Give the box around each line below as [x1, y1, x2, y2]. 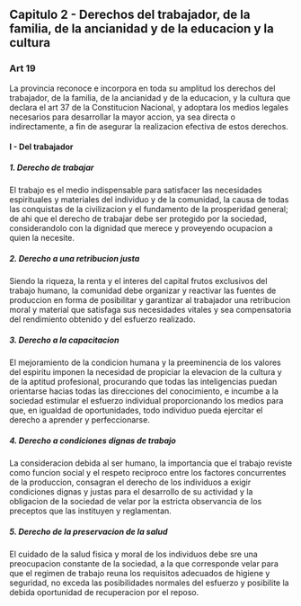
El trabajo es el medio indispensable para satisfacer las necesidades [9, 184, 262, 196]
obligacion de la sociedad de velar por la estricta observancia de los [9, 496, 262, 507]
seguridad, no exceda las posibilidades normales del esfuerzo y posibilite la [9, 577, 289, 588]
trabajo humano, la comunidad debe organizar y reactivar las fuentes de [9, 285, 277, 296]
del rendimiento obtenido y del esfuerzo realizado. [9, 314, 196, 325]
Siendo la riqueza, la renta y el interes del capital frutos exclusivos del [9, 276, 268, 287]
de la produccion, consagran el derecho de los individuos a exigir [9, 477, 252, 488]
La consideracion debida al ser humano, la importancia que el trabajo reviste [9, 458, 293, 468]
